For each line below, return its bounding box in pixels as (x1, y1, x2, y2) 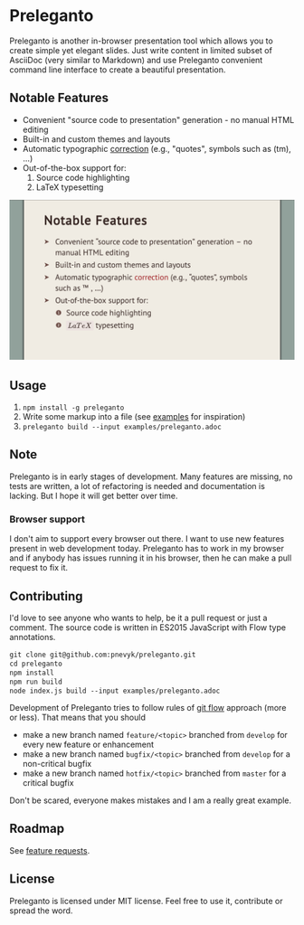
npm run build (9, 677, 63, 686)
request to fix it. (9, 562, 69, 573)
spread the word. (9, 905, 73, 916)
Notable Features (9, 90, 109, 106)
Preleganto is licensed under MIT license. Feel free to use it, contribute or (9, 895, 283, 906)
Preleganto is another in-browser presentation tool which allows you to (9, 35, 273, 46)
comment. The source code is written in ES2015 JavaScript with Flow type (9, 621, 287, 633)
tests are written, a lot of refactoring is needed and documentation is (9, 480, 265, 491)
